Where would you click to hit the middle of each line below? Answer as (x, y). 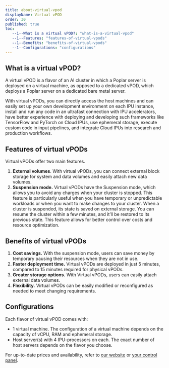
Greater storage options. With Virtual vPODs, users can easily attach (84, 275)
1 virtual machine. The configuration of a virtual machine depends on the (88, 329)
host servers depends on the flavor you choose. (62, 345)
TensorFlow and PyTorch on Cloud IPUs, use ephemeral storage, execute (81, 123)
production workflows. (29, 133)
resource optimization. (36, 225)
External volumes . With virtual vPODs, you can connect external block (86, 171)
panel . (12, 360)
